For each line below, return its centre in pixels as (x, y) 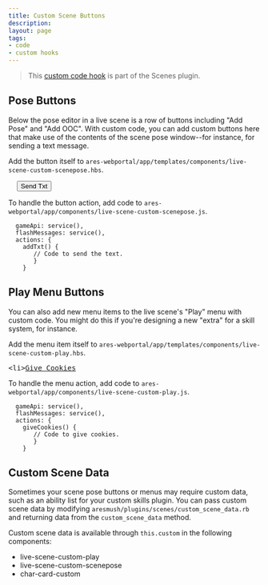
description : (30, 23)
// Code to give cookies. (76, 434)
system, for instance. (43, 328)
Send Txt (34, 186)
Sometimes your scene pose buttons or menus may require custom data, (128, 492)
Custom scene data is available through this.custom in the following (120, 533)
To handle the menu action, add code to (74, 383)
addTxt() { (41, 246)
